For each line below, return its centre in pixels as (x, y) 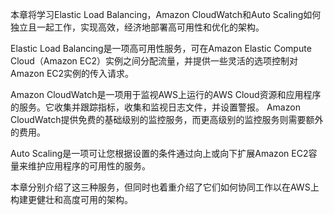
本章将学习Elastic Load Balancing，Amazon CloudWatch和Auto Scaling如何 (166, 14)
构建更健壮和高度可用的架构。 (71, 199)
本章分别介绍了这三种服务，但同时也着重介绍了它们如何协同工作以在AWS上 (165, 187)
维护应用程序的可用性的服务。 (89, 166)
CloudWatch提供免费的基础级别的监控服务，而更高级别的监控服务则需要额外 (167, 119)
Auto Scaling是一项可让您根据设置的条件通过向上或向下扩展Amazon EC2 (159, 153)
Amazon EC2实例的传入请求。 (72, 73)
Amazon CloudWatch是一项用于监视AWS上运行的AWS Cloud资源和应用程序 (166, 94)
